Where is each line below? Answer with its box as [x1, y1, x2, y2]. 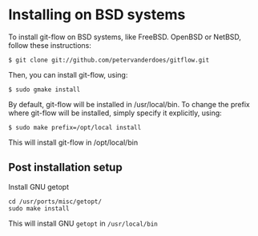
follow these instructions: [8, 40, 92, 50]
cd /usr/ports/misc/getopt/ [8, 198, 103, 206]
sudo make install [8, 204, 70, 213]
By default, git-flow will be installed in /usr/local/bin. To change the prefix [8, 99, 250, 109]
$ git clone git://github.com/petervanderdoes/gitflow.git [8, 56, 210, 64]
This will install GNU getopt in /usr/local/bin [8, 218, 158, 228]
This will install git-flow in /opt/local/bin [8, 138, 139, 147]
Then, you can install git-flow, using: [8, 70, 128, 79]
